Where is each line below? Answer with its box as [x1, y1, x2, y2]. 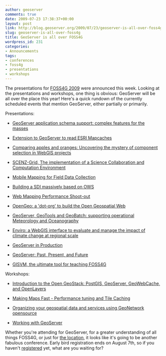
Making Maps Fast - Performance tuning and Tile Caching [12, 295, 130, 301]
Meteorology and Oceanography [12, 218, 79, 223]
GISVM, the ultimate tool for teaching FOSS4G [12, 261, 107, 267]
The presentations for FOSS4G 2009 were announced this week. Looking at [5, 85, 160, 91]
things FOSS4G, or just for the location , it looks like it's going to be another [5, 334, 158, 340]
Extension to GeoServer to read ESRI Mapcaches [12, 134, 112, 141]
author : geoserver [5, 7, 43, 12]
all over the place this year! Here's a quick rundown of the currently [5, 95, 142, 101]
